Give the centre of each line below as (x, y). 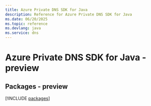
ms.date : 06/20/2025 (27, 19)
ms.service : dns (22, 33)
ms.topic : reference (27, 24)
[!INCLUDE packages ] (28, 98)
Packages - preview (37, 86)
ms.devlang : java (23, 28)
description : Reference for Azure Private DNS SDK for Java (69, 14)
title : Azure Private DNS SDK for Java (46, 10)
